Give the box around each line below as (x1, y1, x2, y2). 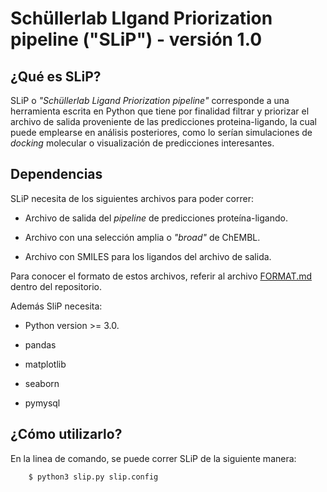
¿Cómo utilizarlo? (10, 426, 123, 443)
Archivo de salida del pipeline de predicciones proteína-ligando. (24, 212, 288, 224)
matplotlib (24, 358, 67, 370)
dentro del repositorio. (10, 280, 103, 292)
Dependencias (10, 166, 103, 183)
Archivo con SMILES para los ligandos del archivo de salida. (24, 250, 272, 262)
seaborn (24, 377, 60, 389)
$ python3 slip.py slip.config (28, 472, 159, 482)
